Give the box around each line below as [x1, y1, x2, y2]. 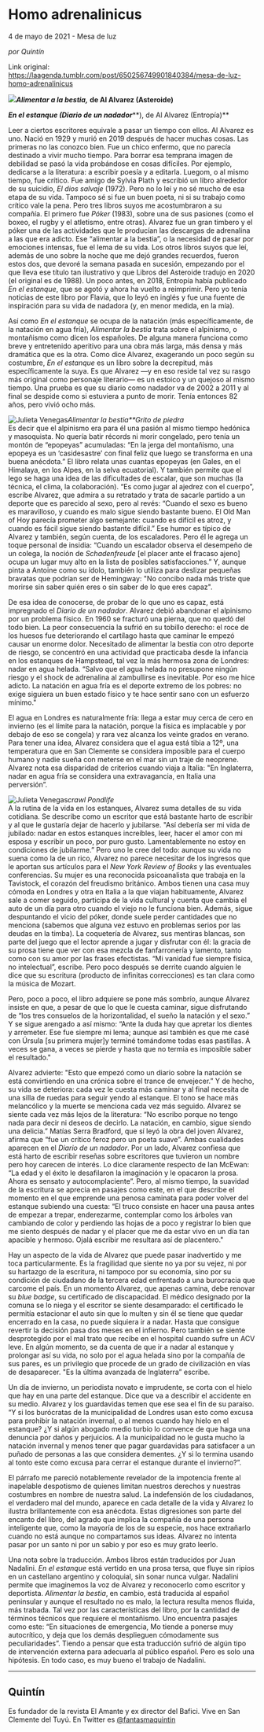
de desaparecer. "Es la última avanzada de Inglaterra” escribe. [8, 1367, 211, 1376]
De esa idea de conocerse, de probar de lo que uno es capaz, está [8, 597, 224, 606]
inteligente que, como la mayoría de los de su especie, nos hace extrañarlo [8, 1523, 251, 1532]
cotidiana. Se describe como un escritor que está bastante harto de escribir [8, 812, 253, 821]
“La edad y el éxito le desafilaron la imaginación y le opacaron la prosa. [8, 1168, 239, 1177]
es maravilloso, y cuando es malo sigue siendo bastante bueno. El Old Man [8, 507, 251, 516]
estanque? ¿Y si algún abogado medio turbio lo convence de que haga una [8, 1424, 251, 1433]
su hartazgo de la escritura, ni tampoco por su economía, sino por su [8, 1266, 232, 1276]
